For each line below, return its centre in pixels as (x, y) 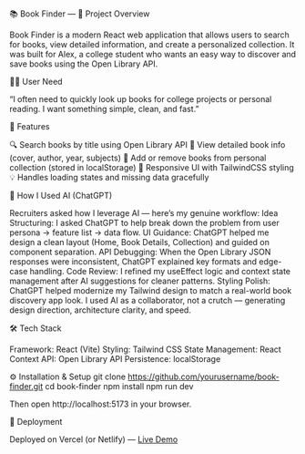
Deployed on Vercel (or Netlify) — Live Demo (94, 439)
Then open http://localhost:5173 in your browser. (101, 404)
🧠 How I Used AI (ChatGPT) (61, 196)
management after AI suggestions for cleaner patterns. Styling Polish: (140, 281)
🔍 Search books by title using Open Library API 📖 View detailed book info (147, 144)
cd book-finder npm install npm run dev (119, 386)
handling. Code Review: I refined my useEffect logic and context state (160, 271)
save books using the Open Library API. (84, 64)
